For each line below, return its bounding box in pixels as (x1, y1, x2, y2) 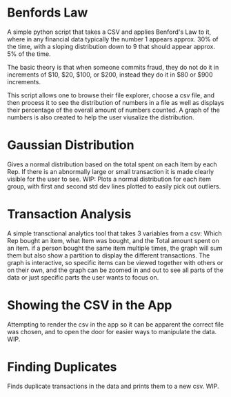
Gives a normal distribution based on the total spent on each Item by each (7, 160, 217, 168)
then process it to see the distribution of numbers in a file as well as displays (7, 98, 225, 106)
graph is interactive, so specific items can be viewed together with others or (7, 258, 223, 267)
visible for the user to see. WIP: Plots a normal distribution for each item (7, 175, 212, 183)
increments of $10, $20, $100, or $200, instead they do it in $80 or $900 (7, 70, 213, 79)
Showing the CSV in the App (7, 298, 172, 313)
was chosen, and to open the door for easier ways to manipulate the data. (7, 327, 217, 336)
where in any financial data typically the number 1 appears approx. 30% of (7, 35, 219, 43)
